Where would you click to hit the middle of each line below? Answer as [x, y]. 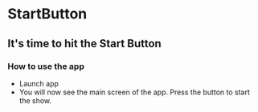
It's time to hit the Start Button [84, 44]
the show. [35, 100]
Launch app [39, 83]
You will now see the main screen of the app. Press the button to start [134, 92]
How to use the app [46, 66]
